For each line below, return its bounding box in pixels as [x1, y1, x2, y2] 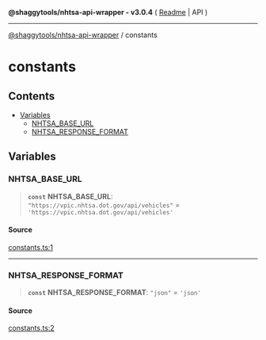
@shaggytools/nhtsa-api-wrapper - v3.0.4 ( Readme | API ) [8, 8, 208, 17]
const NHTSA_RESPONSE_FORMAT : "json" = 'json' [27, 288, 202, 297]
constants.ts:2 [8, 323, 55, 333]
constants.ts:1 [8, 242, 54, 252]
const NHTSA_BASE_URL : [27, 191, 113, 201]
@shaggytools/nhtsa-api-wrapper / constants [8, 30, 158, 40]
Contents [8, 89, 55, 103]
